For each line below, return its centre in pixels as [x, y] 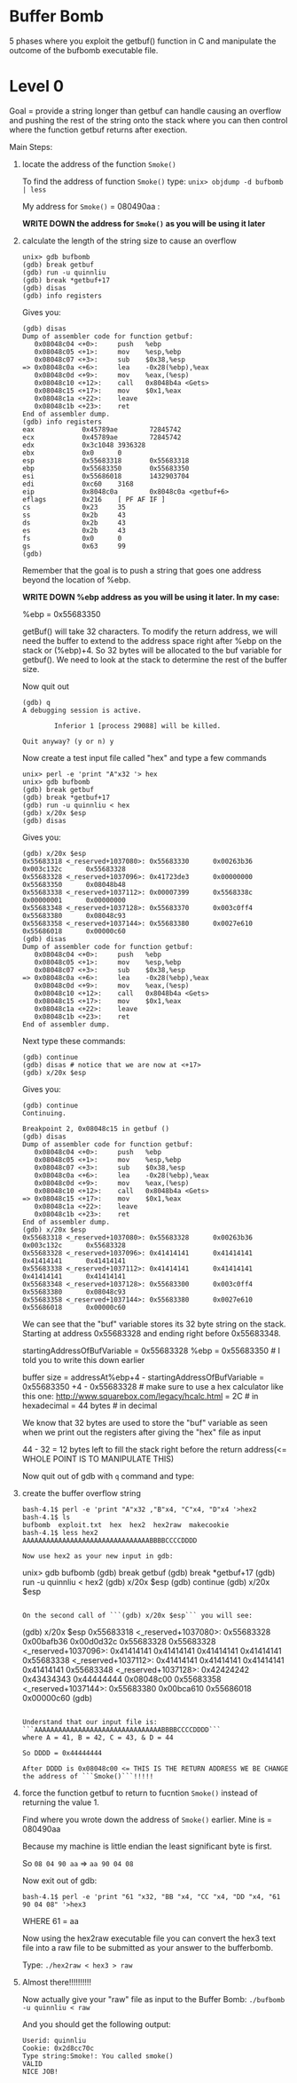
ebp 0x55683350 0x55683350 [106, 468]
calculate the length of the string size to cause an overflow [129, 241]
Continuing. [44, 1113]
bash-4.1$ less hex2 [60, 1533]
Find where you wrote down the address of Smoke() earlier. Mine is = [147, 1819]
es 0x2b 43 [74, 530]
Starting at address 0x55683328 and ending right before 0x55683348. [151, 1333]
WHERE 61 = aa [51, 1921]
